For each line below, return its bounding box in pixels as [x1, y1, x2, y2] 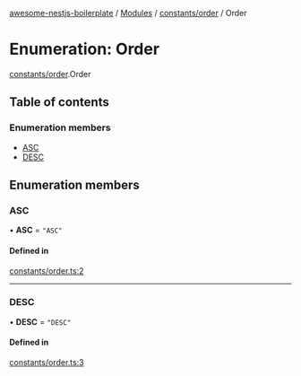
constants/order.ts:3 [9, 357, 84, 368]
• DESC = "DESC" [9, 316, 72, 327]
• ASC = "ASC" [9, 224, 63, 236]
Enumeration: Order [9, 39, 159, 59]
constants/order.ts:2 [9, 265, 84, 276]
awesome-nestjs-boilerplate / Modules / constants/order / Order [9, 8, 247, 18]
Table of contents [9, 94, 109, 110]
